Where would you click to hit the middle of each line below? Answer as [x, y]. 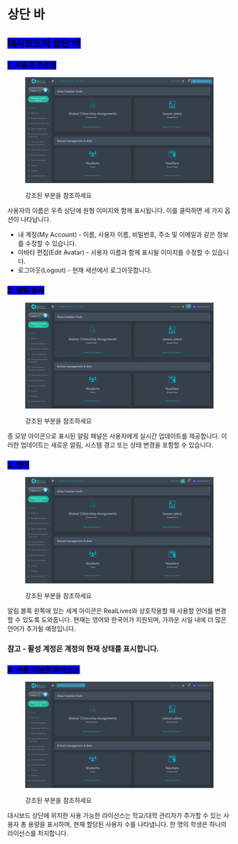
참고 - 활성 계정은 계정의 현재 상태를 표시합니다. [83, 648]
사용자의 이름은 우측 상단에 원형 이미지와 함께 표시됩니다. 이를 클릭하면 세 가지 [115, 211]
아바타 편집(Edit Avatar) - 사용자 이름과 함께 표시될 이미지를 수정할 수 [114, 253]
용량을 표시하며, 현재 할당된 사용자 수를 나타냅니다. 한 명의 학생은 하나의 [128, 824]
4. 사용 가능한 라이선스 [44, 670]
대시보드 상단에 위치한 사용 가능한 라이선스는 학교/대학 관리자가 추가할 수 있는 [115, 815]
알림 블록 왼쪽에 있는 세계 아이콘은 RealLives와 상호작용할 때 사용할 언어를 [110, 611]
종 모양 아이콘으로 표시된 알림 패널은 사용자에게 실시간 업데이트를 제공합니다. [114, 436]
